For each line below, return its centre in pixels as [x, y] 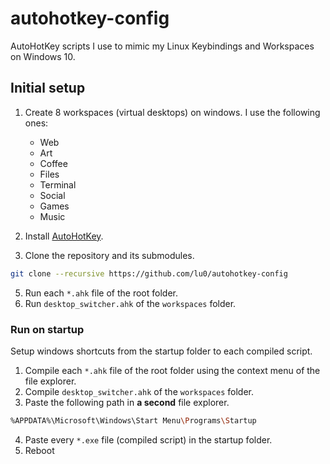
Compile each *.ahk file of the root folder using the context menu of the [172, 370]
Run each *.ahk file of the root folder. [101, 293]
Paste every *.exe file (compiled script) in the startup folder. [148, 439]
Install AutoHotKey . [64, 236]
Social [52, 195]
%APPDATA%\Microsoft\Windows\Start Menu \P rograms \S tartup [133, 420]
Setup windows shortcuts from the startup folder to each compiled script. [161, 351]
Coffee [53, 163]
